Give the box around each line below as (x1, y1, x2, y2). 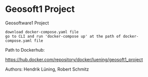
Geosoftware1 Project (5, 20, 49, 26)
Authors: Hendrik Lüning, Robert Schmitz (5, 66, 89, 72)
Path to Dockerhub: (5, 47, 45, 53)
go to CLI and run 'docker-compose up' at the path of (5, 34, 121, 39)
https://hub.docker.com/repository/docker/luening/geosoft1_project (5, 56, 143, 63)
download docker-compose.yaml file (5, 29, 79, 34)
